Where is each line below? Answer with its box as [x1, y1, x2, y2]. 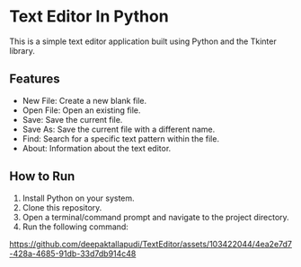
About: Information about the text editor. [22, 142, 172, 153]
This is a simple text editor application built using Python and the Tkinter [9, 36, 277, 47]
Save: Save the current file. [22, 114, 123, 125]
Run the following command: [22, 221, 128, 232]
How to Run [9, 168, 75, 185]
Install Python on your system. [22, 193, 135, 203]
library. [9, 45, 36, 56]
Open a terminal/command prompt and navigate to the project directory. [22, 211, 289, 222]
